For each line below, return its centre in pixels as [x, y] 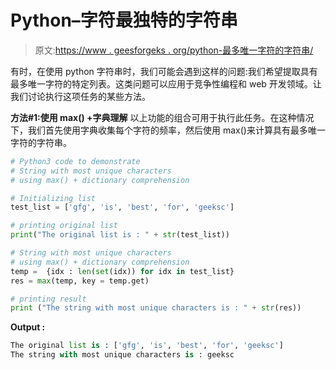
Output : [28, 327]
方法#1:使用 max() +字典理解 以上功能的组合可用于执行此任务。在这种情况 [162, 117]
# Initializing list [53, 198]
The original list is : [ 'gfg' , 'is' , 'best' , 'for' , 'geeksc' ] [147, 346]
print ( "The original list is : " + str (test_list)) [120, 235]
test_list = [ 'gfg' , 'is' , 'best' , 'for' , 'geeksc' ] [122, 207]
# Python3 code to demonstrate [75, 161]
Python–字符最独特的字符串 [124, 20]
